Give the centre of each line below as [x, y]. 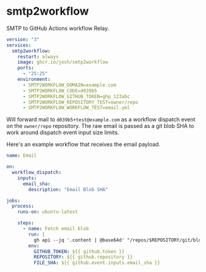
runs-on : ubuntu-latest [48, 212]
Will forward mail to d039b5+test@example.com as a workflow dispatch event [101, 119]
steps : [26, 223]
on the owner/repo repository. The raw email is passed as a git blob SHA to [100, 126]
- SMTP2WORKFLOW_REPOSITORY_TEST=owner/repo [80, 102]
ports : [26, 68]
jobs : [13, 200]
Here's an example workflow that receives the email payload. [83, 145]
